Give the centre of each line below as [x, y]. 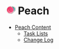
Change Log [38, 40]
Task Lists [36, 33]
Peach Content [33, 27]
